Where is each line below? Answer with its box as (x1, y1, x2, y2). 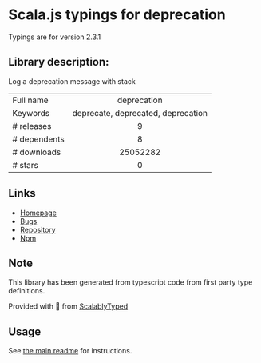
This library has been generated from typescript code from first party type (8, 277, 253, 287)
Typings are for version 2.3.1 (8, 32, 101, 42)
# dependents (12, 134, 65, 145)
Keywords (12, 107, 50, 118)
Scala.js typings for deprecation (8, 6, 226, 24)
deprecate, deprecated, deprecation (72, 107, 208, 118)
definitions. (8, 286, 45, 296)
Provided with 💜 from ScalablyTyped (8, 301, 129, 311)
